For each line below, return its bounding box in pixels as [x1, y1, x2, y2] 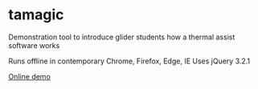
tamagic [8, 6, 64, 24]
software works [8, 40, 60, 50]
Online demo [8, 71, 51, 81]
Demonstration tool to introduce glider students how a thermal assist [8, 32, 235, 42]
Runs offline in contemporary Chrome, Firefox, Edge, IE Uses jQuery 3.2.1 [8, 56, 251, 66]
